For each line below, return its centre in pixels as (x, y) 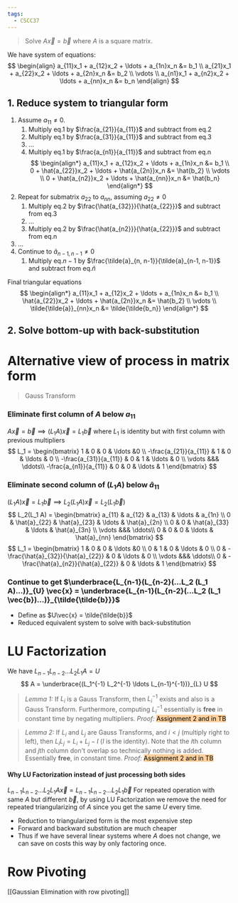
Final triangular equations (44, 282)
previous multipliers (36, 440)
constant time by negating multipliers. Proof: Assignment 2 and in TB (125, 718)
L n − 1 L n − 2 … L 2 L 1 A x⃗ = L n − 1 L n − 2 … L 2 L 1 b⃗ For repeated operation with (111, 791)
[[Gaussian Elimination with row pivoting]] (68, 892)
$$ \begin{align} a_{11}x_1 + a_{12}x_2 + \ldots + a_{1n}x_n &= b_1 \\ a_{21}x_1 (119, 65)
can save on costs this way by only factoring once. (92, 843)
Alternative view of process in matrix (119, 361)
